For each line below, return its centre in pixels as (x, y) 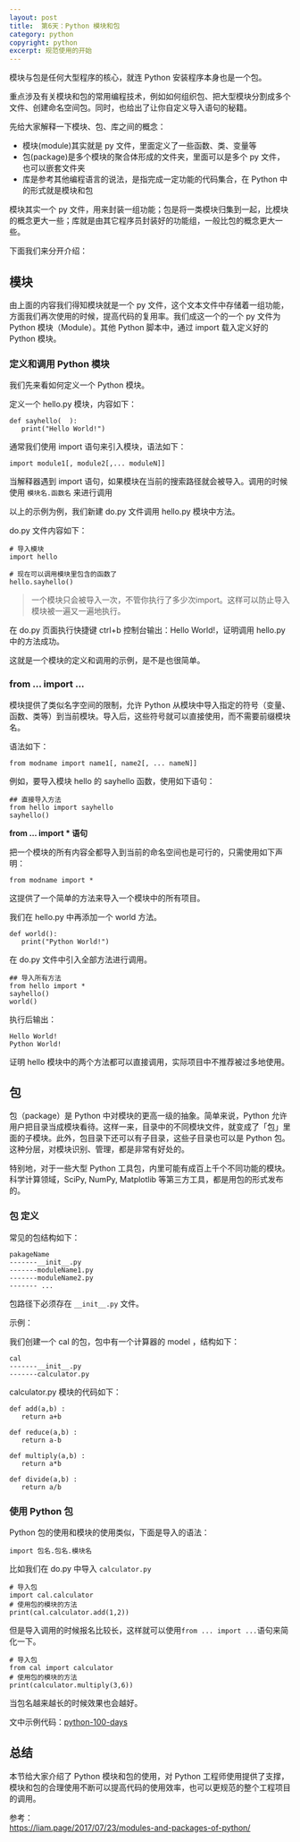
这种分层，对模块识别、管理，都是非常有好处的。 (99, 1149)
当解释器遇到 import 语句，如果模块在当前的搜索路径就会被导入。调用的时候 (149, 482)
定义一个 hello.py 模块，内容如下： (73, 405)
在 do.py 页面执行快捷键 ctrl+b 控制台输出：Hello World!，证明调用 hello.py (147, 630)
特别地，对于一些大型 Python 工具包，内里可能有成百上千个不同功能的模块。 (150, 1168)
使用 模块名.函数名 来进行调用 (61, 492)
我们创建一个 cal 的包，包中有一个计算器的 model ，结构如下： (124, 1341)
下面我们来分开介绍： (48, 251)
